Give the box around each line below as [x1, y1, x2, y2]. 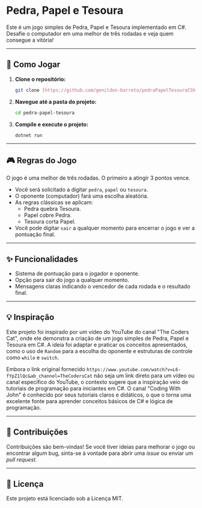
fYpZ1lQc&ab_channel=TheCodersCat [6, 373, 93, 379]
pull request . [6, 456, 37, 463]
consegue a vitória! [6, 36, 54, 43]
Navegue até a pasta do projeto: [14, 98, 97, 105]
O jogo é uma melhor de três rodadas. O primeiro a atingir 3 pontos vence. [6, 174, 191, 181]
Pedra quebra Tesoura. [23, 205, 81, 213]
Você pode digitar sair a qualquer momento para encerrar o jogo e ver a [14, 224, 195, 232]
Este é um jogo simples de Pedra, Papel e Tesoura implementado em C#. [6, 24, 187, 31]
